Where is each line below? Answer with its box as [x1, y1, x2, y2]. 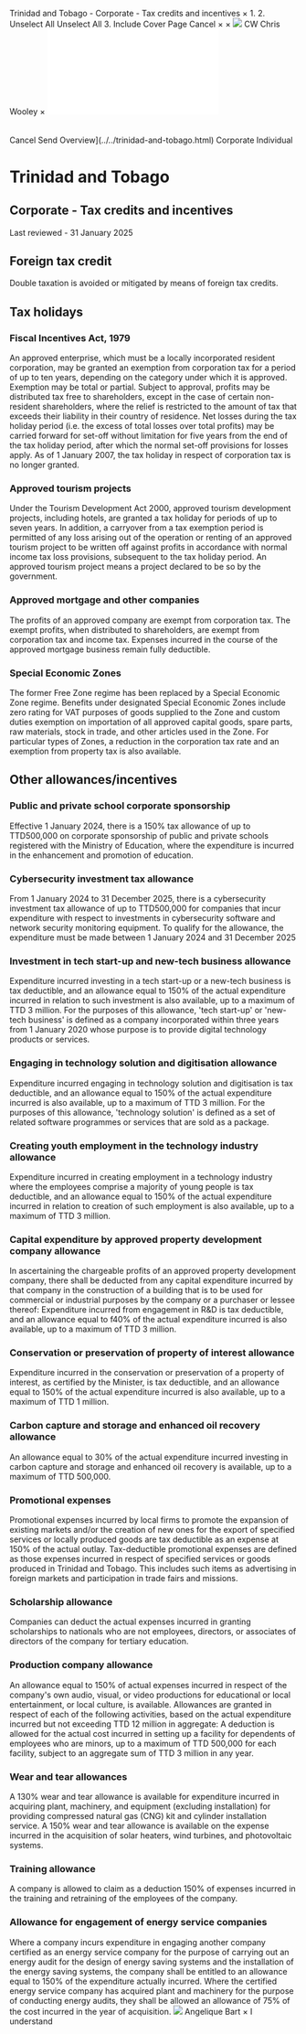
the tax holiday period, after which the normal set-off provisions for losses [9, 440, 289, 451]
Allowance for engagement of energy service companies [9, 1916, 268, 1929]
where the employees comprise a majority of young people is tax [9, 1181, 254, 1192]
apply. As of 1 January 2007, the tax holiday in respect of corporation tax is [9, 450, 291, 461]
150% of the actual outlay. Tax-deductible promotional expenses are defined [9, 1544, 297, 1555]
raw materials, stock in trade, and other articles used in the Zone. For [9, 726, 269, 737]
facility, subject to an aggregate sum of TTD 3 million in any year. [9, 1747, 254, 1759]
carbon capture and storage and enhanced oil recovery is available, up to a [9, 1461, 292, 1472]
